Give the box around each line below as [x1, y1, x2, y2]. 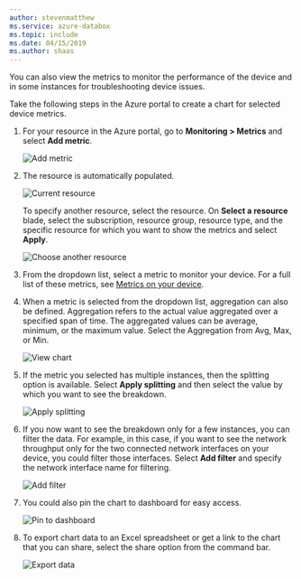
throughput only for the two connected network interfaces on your [22, 444, 269, 454]
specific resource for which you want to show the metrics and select [22, 225, 278, 236]
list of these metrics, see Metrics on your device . [22, 279, 205, 290]
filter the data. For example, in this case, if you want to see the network [22, 434, 287, 444]
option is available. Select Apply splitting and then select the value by [22, 379, 283, 390]
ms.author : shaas [9, 47, 75, 56]
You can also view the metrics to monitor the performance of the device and [9, 71, 293, 82]
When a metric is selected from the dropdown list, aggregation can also [22, 296, 288, 307]
